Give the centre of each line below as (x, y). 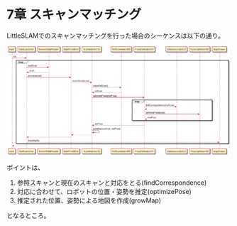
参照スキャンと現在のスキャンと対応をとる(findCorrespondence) (112, 183)
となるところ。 (28, 215)
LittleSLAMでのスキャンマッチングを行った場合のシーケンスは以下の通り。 (116, 36)
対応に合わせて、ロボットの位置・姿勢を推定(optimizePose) (104, 191)
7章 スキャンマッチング (74, 15)
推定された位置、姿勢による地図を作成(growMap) (89, 200)
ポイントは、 (25, 167)
